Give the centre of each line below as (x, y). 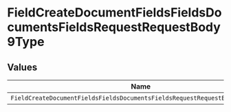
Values (22, 67)
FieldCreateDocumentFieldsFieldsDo (114, 13)
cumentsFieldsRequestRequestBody (114, 27)
